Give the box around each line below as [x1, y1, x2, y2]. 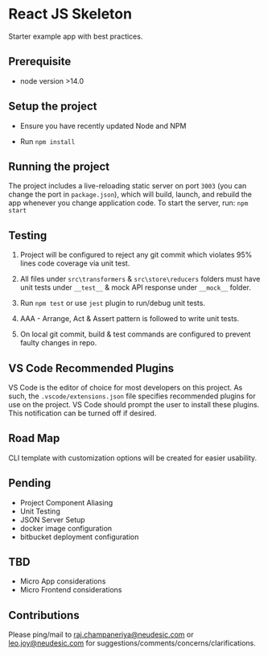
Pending [8, 477, 52, 490]
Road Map [8, 431, 60, 445]
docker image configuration [19, 523, 113, 533]
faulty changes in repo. [19, 338, 97, 348]
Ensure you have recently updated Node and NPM [19, 121, 187, 130]
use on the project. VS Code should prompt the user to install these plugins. [8, 400, 260, 409]
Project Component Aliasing [19, 497, 113, 507]
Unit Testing [19, 506, 60, 516]
